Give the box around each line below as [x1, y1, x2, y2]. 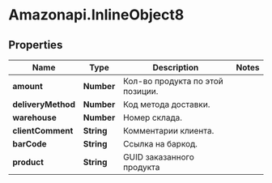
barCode [12, 138, 47, 149]
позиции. [122, 86, 159, 96]
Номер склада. [122, 112, 182, 123]
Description [152, 62, 199, 73]
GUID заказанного [122, 151, 194, 163]
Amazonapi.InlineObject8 [8, 6, 185, 24]
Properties [8, 38, 63, 52]
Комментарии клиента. [122, 126, 215, 136]
